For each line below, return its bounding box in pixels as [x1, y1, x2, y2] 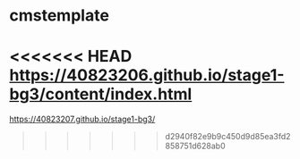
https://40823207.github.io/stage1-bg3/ [9, 113, 156, 125]
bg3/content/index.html [9, 84, 193, 105]
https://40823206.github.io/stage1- [9, 65, 285, 86]
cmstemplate [9, 5, 110, 26]
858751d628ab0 [165, 140, 226, 152]
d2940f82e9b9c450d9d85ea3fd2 [165, 131, 291, 142]
